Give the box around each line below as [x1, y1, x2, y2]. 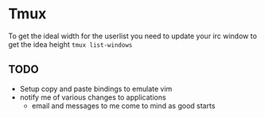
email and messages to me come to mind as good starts [31, 100, 216, 110]
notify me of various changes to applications [19, 92, 166, 102]
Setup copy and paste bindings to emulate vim [19, 84, 173, 93]
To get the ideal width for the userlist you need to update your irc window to [8, 31, 257, 41]
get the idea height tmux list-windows [8, 39, 133, 49]
